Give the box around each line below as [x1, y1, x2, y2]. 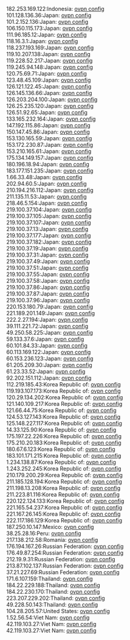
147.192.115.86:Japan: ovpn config [6, 122, 91, 129]
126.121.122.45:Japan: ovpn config [6, 83, 92, 90]
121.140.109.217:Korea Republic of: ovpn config [6, 400, 123, 407]
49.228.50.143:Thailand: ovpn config [6, 601, 98, 608]
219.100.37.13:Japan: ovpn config [6, 226, 89, 232]
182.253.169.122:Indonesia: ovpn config [6, 5, 104, 12]
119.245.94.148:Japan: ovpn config [6, 63, 93, 71]
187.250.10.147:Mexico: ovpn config [6, 524, 94, 530]
